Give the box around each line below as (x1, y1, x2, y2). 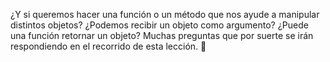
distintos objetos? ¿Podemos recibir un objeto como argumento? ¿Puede (10, 19, 309, 31)
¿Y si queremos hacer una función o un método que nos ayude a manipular (10, 9, 320, 20)
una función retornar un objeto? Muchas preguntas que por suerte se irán (10, 30, 314, 41)
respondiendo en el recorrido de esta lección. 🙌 (10, 40, 207, 52)
